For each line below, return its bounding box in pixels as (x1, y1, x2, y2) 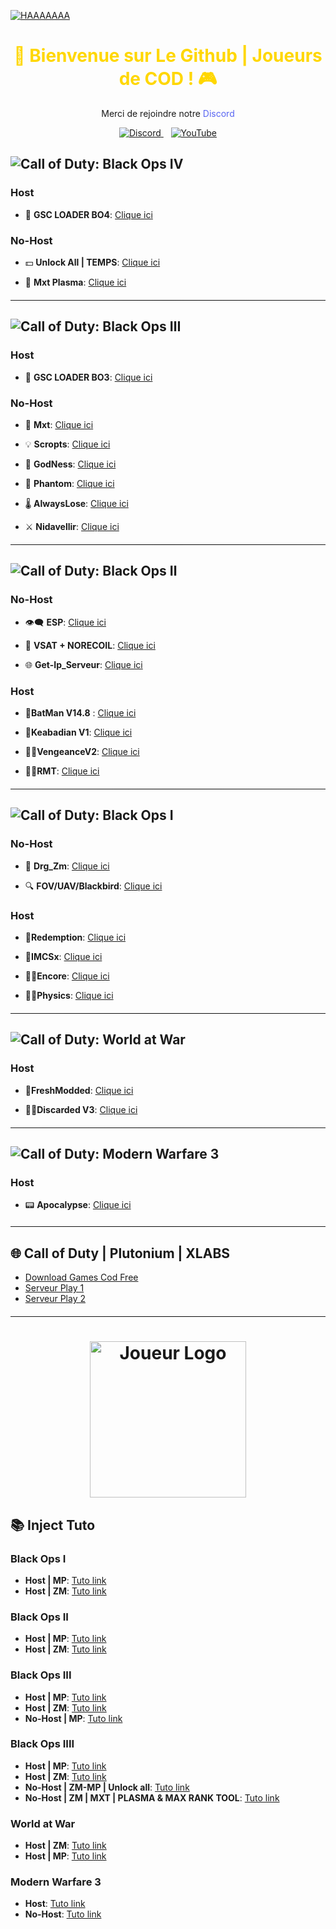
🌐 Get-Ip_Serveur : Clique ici (24, 658, 143, 670)
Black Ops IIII (10, 1737, 75, 1751)
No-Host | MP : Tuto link (24, 1712, 123, 1724)
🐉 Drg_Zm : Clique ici (24, 860, 110, 872)
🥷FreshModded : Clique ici (24, 1084, 134, 1096)
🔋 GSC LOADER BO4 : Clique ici (24, 208, 153, 220)
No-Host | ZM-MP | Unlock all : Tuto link (24, 1781, 190, 1793)
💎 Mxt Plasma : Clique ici (24, 276, 127, 288)
